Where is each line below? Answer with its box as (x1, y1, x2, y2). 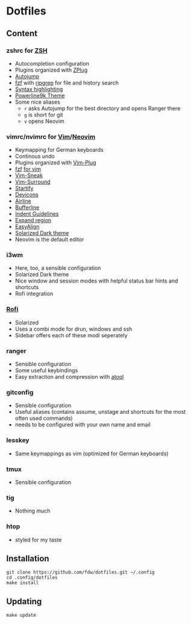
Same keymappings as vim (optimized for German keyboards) (14, 450, 169, 457)
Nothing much (14, 507, 51, 514)
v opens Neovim (23, 117, 64, 125)
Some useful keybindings (14, 367, 78, 374)
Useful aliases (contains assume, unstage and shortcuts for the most (14, 408, 186, 416)
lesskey (6, 436, 30, 445)
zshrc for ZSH (6, 46, 48, 55)
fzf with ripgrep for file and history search (14, 79, 119, 86)
